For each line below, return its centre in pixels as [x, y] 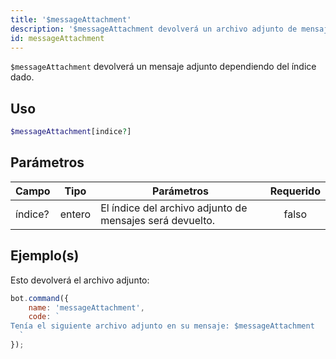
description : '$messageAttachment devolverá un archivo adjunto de [154, 29]
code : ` [44, 317]
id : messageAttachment [57, 38]
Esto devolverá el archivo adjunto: [80, 280]
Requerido [295, 191]
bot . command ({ [40, 298]
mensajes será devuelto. [158, 220]
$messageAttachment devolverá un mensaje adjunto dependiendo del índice [163, 67]
